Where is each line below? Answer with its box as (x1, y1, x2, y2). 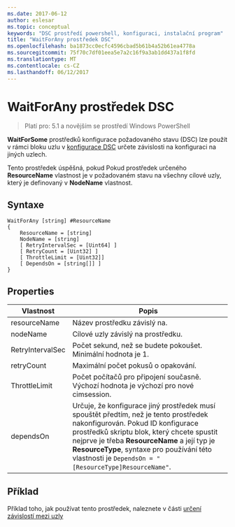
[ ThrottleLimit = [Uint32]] (20, 254, 105, 261)
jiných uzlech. (7, 150, 48, 159)
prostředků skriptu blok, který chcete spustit (72, 427, 218, 437)
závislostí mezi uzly (7, 512, 64, 520)
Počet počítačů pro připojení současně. (72, 372, 201, 382)
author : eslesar (7, 17, 55, 24)
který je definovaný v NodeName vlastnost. (7, 179, 133, 187)
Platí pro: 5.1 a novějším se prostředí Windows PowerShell (24, 122, 190, 130)
